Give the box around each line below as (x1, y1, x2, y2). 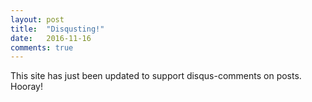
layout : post (10, 14, 65, 25)
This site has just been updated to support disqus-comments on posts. (10, 70, 302, 82)
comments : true (10, 42, 74, 53)
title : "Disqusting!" (10, 24, 105, 34)
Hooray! (10, 81, 44, 93)
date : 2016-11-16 (10, 33, 92, 43)
